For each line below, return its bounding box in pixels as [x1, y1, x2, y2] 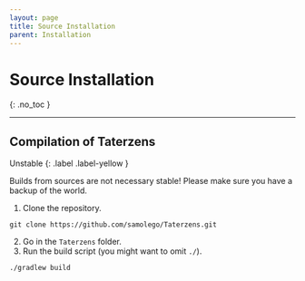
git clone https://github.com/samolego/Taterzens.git [9, 220, 218, 229]
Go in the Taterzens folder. [22, 237, 123, 247]
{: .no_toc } [9, 99, 51, 110]
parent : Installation [9, 30, 92, 39]
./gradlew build [9, 264, 71, 273]
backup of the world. [9, 185, 88, 196]
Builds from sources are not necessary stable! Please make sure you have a [9, 176, 293, 187]
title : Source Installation [9, 22, 116, 31]
